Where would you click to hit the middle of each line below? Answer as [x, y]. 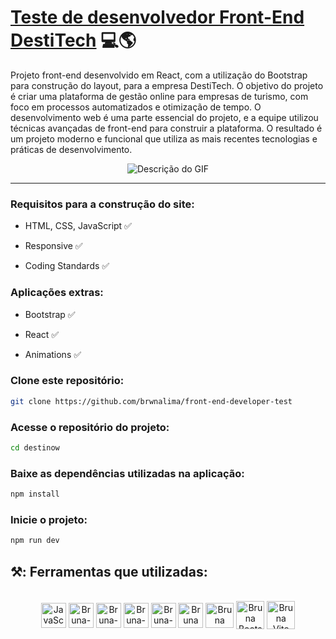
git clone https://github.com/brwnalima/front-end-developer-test [151, 401]
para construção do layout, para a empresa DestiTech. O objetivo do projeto [167, 85]
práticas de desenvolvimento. [71, 149]
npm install [35, 494]
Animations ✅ [53, 354]
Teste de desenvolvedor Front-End [157, 17]
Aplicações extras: [57, 293]
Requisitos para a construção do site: [102, 204]
